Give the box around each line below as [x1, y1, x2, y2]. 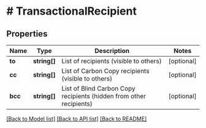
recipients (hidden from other [61, 92, 146, 100]
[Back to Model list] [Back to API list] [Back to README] [6, 115, 147, 123]
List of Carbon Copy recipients [61, 67, 150, 75]
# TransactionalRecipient [6, 4, 137, 18]
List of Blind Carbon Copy [61, 84, 136, 93]
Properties [6, 29, 48, 39]
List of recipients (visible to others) [61, 57, 162, 65]
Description [94, 47, 130, 55]
